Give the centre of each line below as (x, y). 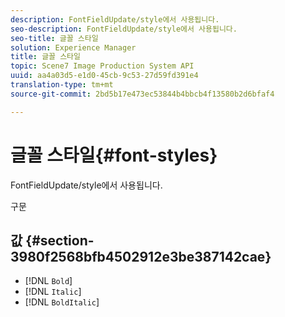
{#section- (60, 240)
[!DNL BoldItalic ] (62, 302)
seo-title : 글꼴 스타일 (54, 38)
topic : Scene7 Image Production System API (102, 66)
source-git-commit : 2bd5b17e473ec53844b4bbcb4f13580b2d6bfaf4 (142, 94)
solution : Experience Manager (73, 47)
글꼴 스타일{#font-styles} (114, 155)
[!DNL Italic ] (53, 292)
